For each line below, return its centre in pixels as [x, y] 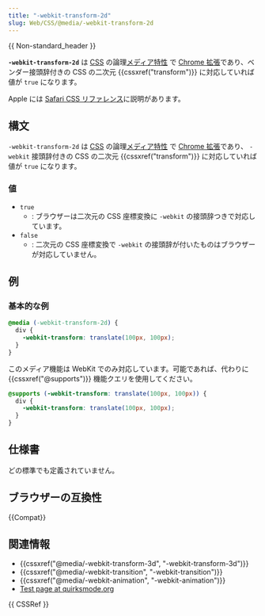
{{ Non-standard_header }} [52, 45]
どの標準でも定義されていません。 [64, 470]
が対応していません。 [66, 254]
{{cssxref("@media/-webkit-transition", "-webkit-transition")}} [121, 572]
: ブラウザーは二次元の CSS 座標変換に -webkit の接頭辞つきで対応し [143, 216]
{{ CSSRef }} [29, 604]
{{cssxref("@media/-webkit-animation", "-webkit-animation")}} [123, 580]
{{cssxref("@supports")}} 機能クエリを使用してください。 [103, 378]
